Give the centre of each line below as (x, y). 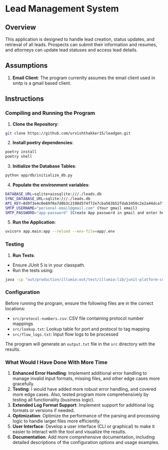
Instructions (24, 99)
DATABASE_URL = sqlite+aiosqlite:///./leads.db (53, 194)
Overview (21, 27)
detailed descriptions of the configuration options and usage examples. (86, 442)
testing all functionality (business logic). (53, 400)
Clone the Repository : (35, 124)
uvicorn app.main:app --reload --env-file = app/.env (60, 232)
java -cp (14, 279)
